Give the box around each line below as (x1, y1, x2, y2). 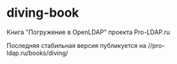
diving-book (6, 5, 79, 21)
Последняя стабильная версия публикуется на (6, 41, 147, 49)
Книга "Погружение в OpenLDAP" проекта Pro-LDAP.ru (6, 28, 170, 36)
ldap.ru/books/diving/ (6, 49, 69, 57)
